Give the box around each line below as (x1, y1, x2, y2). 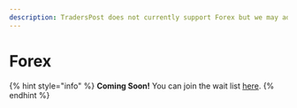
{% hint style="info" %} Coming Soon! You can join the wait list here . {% (9, 81, 275, 91)
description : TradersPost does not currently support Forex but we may (9, 12, 278, 22)
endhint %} (9, 89, 50, 100)
